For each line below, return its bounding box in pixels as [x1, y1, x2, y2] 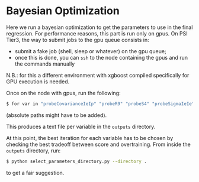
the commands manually [14, 60, 75, 67]
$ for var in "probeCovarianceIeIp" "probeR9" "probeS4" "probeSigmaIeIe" [6, 100, 195, 107]
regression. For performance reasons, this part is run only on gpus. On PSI [6, 30, 188, 37]
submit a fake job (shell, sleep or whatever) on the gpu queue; [14, 47, 167, 54]
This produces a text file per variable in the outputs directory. [6, 123, 156, 130]
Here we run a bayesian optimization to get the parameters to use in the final [6, 24, 193, 31]
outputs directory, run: [6, 147, 61, 154]
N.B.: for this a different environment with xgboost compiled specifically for [6, 71, 190, 79]
